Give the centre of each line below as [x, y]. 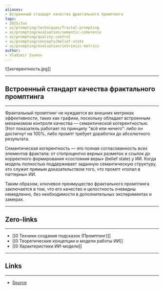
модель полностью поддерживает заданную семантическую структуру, [81, 164]
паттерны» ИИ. [21, 175]
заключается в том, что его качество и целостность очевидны [70, 189]
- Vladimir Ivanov [24, 55]
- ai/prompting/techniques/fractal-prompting [52, 28]
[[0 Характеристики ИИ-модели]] [47, 246]
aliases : [14, 10]
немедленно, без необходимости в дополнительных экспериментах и [79, 194]
